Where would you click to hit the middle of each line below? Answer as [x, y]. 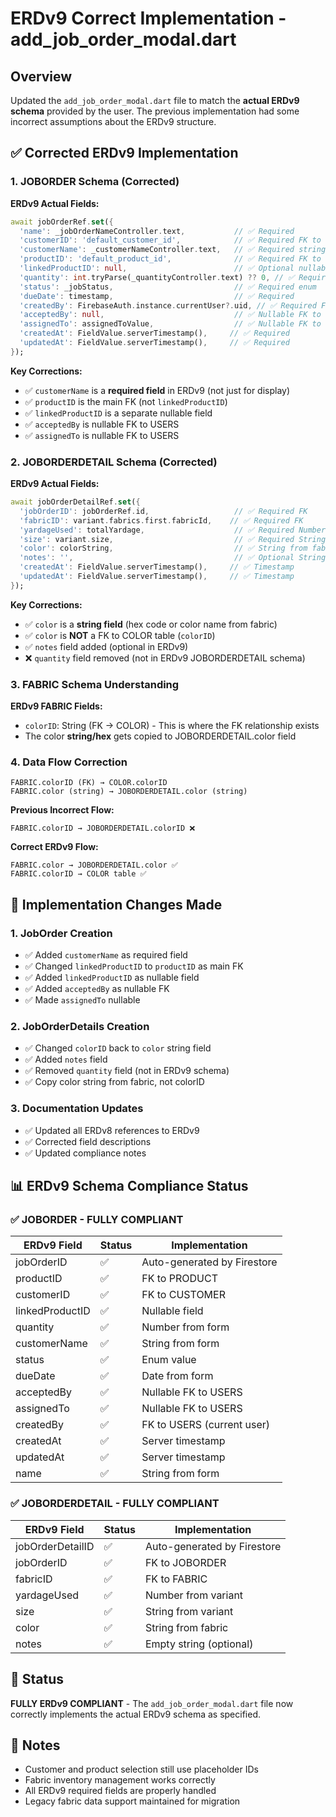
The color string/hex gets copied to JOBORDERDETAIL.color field [160, 736]
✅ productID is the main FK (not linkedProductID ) [126, 401]
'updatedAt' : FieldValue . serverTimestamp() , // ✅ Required [154, 343]
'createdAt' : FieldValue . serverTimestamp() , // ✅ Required [154, 333]
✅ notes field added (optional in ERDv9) [106, 646]
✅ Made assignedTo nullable [82, 1000]
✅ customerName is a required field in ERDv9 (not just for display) [157, 390]
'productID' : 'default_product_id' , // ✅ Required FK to [170, 259]
